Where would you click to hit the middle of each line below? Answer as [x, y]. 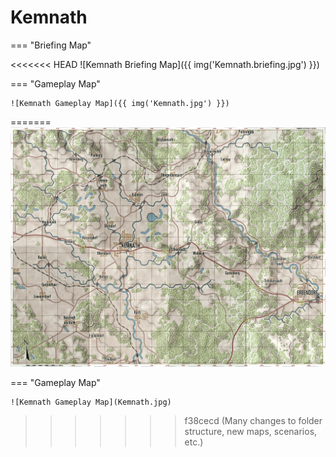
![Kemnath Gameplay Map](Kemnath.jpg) [91, 402]
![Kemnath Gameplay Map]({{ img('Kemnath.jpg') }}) [120, 103]
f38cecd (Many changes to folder [253, 420]
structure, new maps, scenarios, [251, 431]
